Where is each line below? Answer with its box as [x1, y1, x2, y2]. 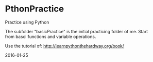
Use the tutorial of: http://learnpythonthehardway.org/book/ [5, 43, 124, 49]
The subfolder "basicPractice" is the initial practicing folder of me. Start [5, 28, 148, 34]
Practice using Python [5, 19, 50, 25]
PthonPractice [5, 3, 64, 14]
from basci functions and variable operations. [5, 34, 96, 39]
